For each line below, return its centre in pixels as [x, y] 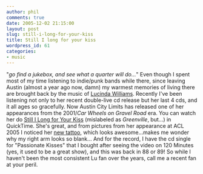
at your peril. [22, 164]
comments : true [25, 18]
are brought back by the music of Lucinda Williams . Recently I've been [94, 93]
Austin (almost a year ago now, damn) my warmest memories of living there [101, 87]
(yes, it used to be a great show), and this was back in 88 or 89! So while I [98, 152]
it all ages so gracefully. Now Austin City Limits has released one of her [95, 106]
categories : [21, 52]
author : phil [23, 12]
